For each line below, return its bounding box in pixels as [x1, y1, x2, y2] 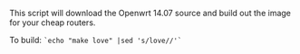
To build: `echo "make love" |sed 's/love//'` [9, 35, 182, 45]
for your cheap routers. [9, 17, 96, 28]
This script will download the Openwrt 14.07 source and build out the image [9, 8, 292, 18]
